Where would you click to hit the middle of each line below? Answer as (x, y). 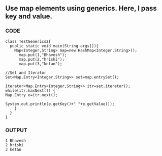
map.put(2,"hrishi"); (42, 59)
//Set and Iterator (26, 73)
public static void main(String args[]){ (54, 46)
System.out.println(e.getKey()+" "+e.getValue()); (60, 104)
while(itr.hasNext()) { (30, 90)
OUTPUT (16, 130)
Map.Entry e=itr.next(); (31, 95)
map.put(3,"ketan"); (40, 64)
